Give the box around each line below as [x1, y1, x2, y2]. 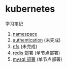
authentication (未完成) [12, 37, 61, 43]
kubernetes [5, 3, 55, 15]
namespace [12, 31, 38, 37]
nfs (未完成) [12, 43, 38, 49]
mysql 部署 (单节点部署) [12, 56, 62, 62]
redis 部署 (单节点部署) [12, 50, 60, 56]
